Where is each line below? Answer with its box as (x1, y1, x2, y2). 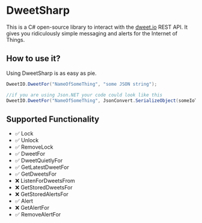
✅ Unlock (14, 137, 39, 144)
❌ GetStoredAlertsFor (14, 191, 69, 198)
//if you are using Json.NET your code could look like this (6, 92, 163, 98)
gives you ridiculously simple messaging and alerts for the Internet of (6, 29, 178, 37)
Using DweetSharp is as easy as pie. (6, 70, 97, 77)
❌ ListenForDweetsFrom (14, 177, 75, 185)
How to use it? (6, 53, 61, 64)
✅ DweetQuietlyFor (14, 157, 63, 164)
